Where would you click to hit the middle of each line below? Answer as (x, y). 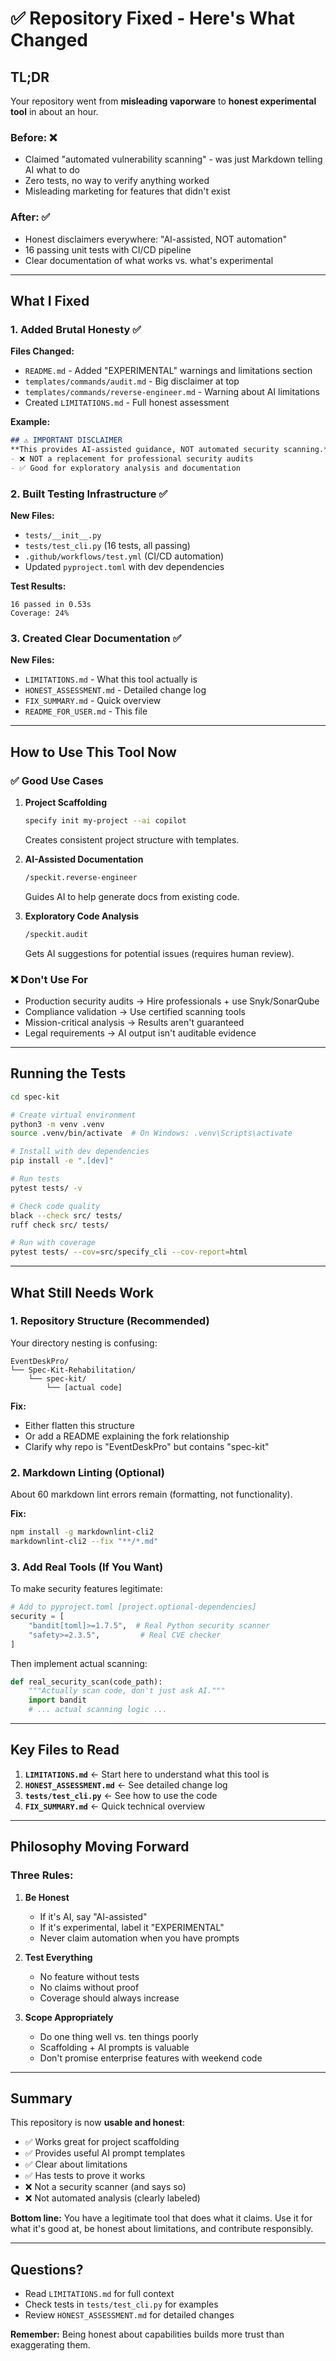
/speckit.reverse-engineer (81, 877)
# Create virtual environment (73, 1115)
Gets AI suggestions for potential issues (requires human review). (159, 953)
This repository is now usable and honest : (97, 2123)
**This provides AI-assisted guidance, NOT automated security (145, 450)
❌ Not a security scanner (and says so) (105, 2187)
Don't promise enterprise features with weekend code (151, 2058)
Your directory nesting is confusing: (84, 1343)
